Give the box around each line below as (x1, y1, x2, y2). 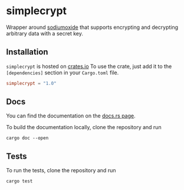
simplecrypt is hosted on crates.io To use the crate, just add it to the (6, 63, 172, 70)
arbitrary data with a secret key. (6, 30, 84, 37)
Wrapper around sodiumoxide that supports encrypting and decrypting (6, 24, 179, 31)
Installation (6, 47, 48, 57)
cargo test (6, 178, 33, 184)
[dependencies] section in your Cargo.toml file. (6, 69, 119, 76)
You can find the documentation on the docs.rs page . (6, 112, 136, 119)
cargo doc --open (6, 135, 49, 141)
